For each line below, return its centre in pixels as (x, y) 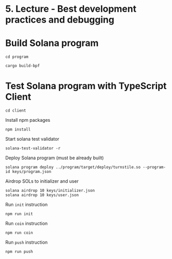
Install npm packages (28, 120)
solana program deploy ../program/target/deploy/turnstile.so (73, 167)
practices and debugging (60, 20)
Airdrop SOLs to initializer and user (42, 181)
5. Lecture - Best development (71, 9)
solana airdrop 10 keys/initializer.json (50, 191)
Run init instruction (26, 205)
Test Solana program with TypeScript (86, 86)
